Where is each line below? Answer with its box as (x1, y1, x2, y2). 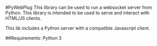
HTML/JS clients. (5, 15, 42, 21)
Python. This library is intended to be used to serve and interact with (5, 10, 150, 16)
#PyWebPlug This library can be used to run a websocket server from (5, 5, 152, 10)
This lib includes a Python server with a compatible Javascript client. (5, 25, 150, 31)
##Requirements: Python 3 (5, 35, 62, 41)
